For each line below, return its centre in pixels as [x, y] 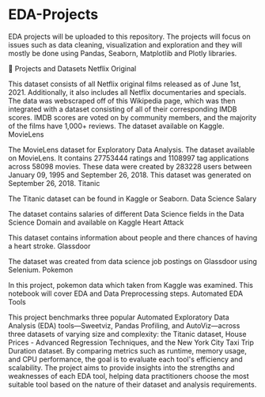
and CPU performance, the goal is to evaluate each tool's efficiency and [125, 359]
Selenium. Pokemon [41, 270]
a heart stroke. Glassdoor [49, 246]
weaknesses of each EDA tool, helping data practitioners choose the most [129, 376]
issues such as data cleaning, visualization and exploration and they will [125, 44]
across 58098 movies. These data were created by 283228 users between [130, 166]
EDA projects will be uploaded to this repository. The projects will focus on [129, 36]
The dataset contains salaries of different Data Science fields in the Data [126, 214]
